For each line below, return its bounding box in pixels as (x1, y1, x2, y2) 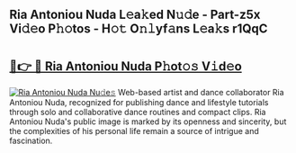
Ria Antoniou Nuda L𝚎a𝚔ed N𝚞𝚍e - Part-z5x (9, 7, 261, 22)
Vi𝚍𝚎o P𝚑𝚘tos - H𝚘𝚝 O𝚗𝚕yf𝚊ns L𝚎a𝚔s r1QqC (9, 22, 268, 37)
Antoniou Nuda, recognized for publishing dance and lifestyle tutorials (9, 97, 269, 107)
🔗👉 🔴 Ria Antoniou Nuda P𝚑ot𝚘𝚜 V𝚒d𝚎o (9, 58, 243, 74)
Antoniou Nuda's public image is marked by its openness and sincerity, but (9, 116, 287, 127)
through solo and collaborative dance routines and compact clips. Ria (9, 107, 266, 117)
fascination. (9, 135, 53, 146)
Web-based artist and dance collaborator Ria (118, 87, 285, 97)
